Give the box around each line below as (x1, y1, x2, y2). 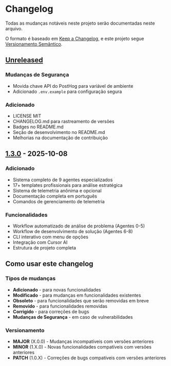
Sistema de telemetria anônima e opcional (12, 187, 102, 194)
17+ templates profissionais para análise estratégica (12, 182, 123, 188)
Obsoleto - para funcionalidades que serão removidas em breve (12, 297, 149, 303)
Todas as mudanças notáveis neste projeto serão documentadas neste (5, 20, 155, 26)
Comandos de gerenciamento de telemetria (12, 198, 105, 204)
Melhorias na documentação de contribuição (12, 134, 108, 141)
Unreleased (5, 56, 44, 65)
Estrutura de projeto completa (12, 244, 76, 251)
